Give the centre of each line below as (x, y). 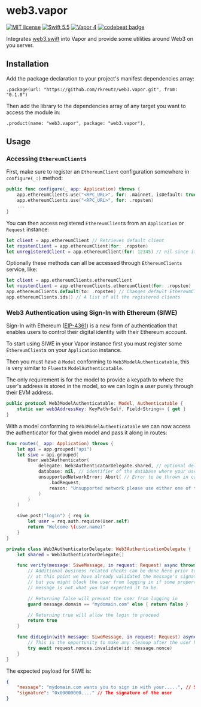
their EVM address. (30, 393)
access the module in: (33, 112)
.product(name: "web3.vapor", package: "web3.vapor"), (76, 123)
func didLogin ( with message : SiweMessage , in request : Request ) (99, 637)
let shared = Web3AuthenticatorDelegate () (71, 554)
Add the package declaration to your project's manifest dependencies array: (100, 78)
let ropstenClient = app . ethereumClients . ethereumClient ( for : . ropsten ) (99, 286)
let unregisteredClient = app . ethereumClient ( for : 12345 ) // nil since (97, 252)
